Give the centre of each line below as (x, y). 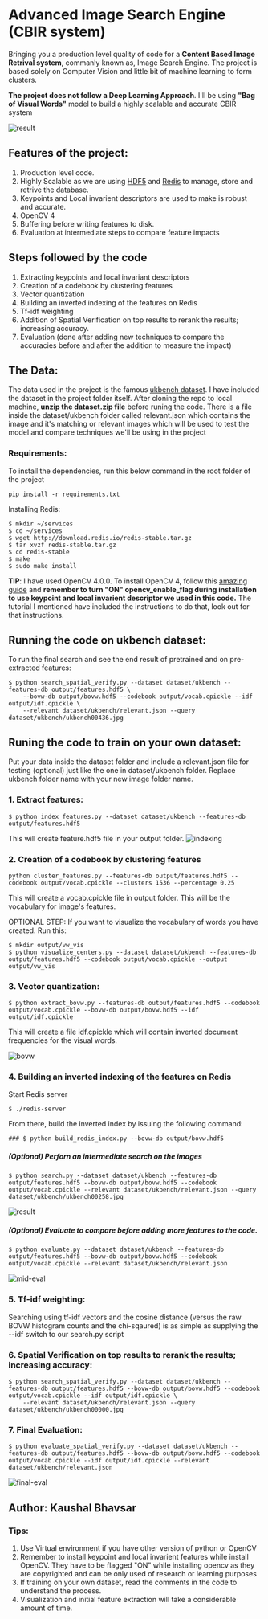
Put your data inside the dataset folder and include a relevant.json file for (129, 762)
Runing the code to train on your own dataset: (125, 742)
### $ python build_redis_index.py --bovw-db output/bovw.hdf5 (116, 1139)
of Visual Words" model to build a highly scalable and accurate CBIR (122, 104)
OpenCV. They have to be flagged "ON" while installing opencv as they (137, 1565)
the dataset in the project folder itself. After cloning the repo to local (120, 399)
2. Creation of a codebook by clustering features (105, 859)
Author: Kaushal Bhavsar (72, 1508)
